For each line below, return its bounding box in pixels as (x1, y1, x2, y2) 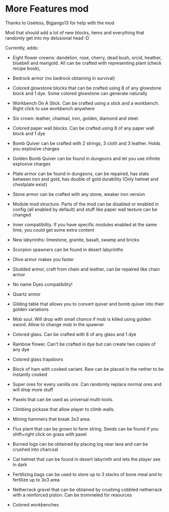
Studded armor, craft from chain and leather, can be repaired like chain (12, 266, 160, 272)
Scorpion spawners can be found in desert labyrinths (12, 246, 124, 252)
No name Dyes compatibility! (12, 281, 73, 287)
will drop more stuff (12, 387, 53, 393)
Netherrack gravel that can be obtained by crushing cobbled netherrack (12, 486, 162, 492)
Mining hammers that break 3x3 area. (12, 416, 91, 422)
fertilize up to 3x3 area (12, 477, 60, 483)
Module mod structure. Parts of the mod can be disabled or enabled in (12, 201, 159, 207)
